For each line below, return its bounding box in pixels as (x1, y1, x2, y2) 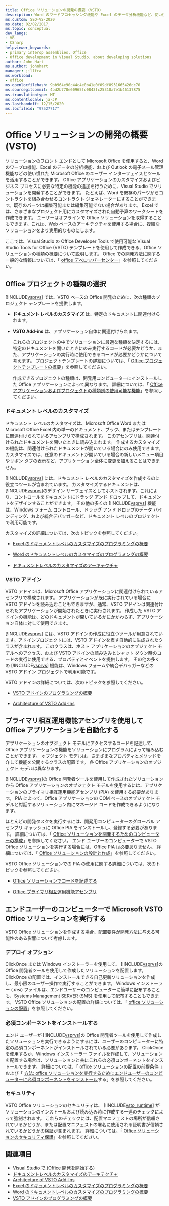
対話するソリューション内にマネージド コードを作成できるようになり (18, 802, 161, 808)
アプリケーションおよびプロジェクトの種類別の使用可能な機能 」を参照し (12, 387, 162, 393)
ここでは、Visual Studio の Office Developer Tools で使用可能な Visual (5, 238, 150, 244)
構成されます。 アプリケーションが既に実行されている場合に (27, 595, 151, 601)
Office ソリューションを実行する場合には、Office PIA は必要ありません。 (5, 844, 156, 850)
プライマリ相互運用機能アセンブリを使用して (5, 716, 144, 725)
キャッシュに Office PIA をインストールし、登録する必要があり (24, 825, 153, 831)
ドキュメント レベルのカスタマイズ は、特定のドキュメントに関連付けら (12, 311, 160, 317)
